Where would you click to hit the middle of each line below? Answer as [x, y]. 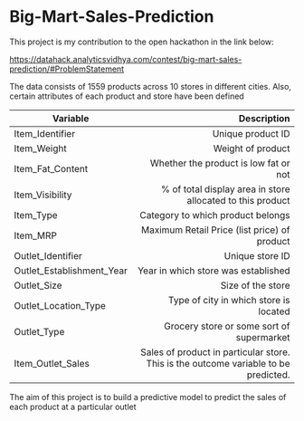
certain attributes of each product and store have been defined [127, 96]
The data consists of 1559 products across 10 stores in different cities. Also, [151, 86]
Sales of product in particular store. [215, 352]
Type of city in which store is [229, 300]
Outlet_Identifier [48, 255]
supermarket [263, 337]
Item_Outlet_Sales [52, 363]
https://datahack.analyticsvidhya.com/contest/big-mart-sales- [126, 59]
